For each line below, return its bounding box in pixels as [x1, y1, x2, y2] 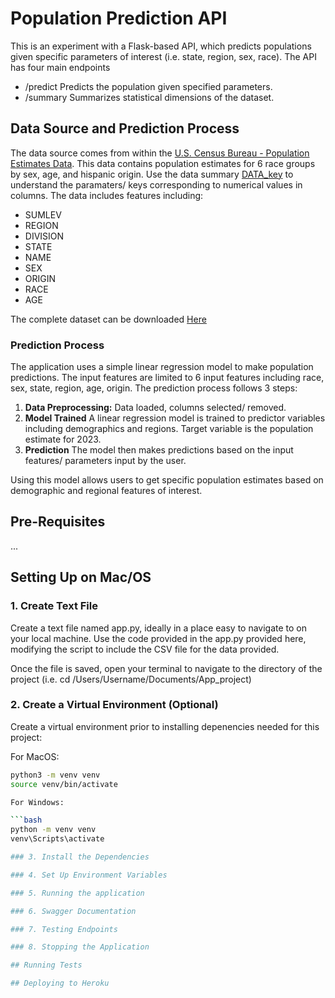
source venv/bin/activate [10, 779, 118, 789]
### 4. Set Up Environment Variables [10, 870, 168, 880]
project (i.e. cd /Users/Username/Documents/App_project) [10, 673, 252, 685]
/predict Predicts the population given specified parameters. [24, 80, 273, 92]
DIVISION [24, 230, 65, 242]
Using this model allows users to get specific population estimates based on [10, 474, 324, 486]
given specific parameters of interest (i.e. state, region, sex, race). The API [10, 50, 317, 62]
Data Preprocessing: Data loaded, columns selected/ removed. [24, 402, 287, 414]
